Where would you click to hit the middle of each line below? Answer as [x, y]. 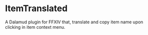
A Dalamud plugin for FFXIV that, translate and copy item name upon [74, 22]
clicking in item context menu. [35, 27]
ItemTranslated [36, 9]
